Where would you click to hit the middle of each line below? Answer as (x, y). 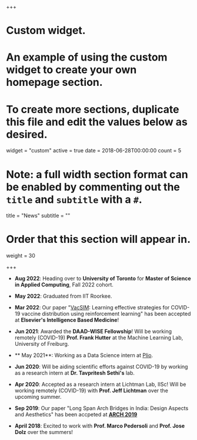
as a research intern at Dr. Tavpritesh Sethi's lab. (75, 373)
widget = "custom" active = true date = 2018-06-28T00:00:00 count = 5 (94, 151)
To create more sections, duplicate (93, 109)
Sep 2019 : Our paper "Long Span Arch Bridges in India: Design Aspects (101, 408)
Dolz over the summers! (44, 432)
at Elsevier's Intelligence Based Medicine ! (67, 320)
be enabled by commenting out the (93, 187)
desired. (27, 134)
